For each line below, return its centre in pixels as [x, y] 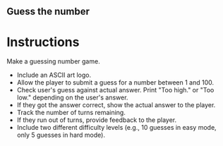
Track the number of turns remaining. [71, 113]
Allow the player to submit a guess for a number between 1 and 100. [115, 83]
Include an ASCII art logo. [54, 75]
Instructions [43, 42]
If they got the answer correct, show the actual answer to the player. [116, 105]
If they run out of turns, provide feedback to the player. [97, 120]
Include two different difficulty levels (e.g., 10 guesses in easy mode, [116, 128]
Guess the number [48, 12]
